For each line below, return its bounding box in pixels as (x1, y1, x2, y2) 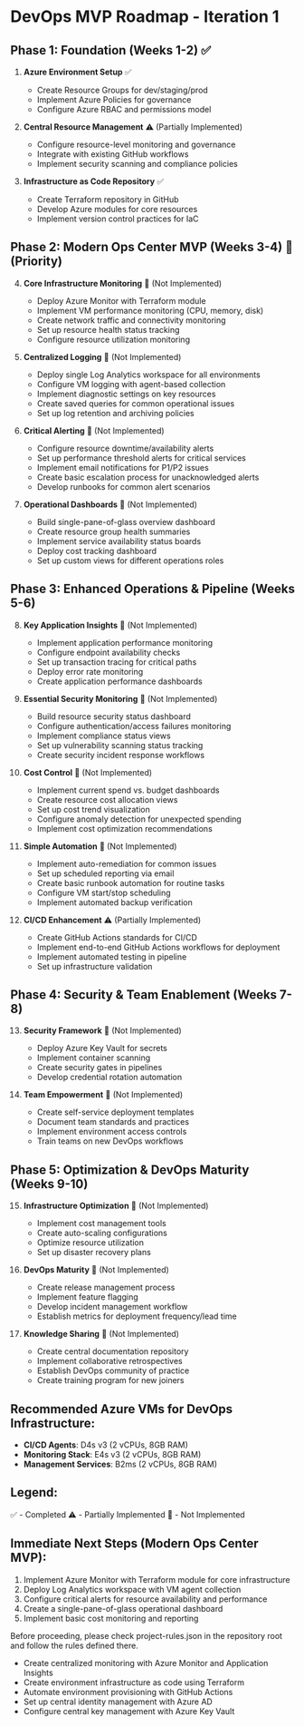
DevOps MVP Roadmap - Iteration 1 (10, 6, 280, 27)
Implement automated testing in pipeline (36, 951, 187, 962)
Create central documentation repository (36, 1346, 189, 1357)
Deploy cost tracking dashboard (36, 545, 157, 556)
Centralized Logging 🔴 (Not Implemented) (23, 351, 182, 362)
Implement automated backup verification (36, 896, 193, 908)
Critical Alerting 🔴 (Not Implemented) (23, 424, 166, 436)
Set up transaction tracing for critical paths (36, 656, 197, 668)
